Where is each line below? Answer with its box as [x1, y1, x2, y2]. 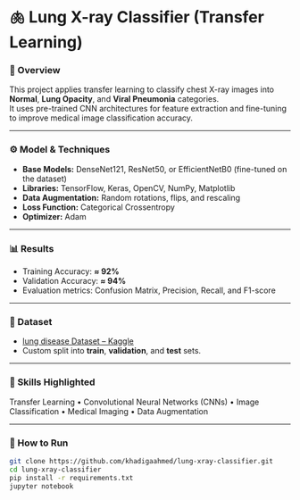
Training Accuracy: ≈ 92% [21, 266, 120, 277]
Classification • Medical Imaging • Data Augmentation [9, 405, 208, 416]
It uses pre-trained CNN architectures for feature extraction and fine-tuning [9, 104, 287, 114]
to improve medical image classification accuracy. [9, 112, 194, 123]
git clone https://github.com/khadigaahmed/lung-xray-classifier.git [9, 456, 274, 465]
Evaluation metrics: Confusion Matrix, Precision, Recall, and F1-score [21, 285, 277, 296]
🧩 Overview [9, 64, 61, 77]
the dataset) [21, 173, 67, 184]
